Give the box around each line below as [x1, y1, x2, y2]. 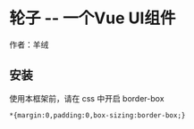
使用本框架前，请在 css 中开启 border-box [9, 93, 164, 103]
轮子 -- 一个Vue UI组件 [9, 8, 176, 28]
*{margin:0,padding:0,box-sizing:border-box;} [9, 110, 186, 120]
